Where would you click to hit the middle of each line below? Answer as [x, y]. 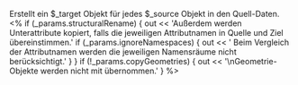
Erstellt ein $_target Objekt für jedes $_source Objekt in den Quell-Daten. [144, 14]
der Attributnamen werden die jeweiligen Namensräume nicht [123, 52]
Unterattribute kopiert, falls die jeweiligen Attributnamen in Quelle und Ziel [146, 33]
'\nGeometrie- [251, 61]
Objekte [24, 71]
